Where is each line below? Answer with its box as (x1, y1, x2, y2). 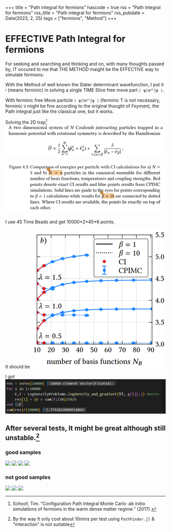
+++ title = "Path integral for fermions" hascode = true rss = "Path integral (5, 5, 161, 10)
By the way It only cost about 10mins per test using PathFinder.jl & (12, 516, 155, 522)
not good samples (5, 473, 51, 480)
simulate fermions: (5, 71, 44, 78)
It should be (5, 364, 31, 370)
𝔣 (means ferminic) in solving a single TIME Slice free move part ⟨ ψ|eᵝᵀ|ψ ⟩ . (5, 87, 164, 93)
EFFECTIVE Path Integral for (5, 33, 126, 45)
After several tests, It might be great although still (5, 424, 166, 432)
